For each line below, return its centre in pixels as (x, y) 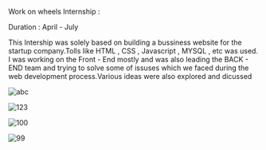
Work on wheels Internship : (54, 12)
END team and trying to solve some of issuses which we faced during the (129, 68)
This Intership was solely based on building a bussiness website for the (125, 42)
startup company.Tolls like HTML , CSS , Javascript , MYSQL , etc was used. (133, 51)
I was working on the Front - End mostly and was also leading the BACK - (129, 59)
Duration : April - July (43, 27)
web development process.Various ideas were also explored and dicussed (130, 76)
